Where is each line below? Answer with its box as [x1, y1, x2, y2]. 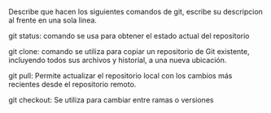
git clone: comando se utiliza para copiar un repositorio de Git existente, [8, 47, 250, 56]
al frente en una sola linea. [8, 15, 98, 25]
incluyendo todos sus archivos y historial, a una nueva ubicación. [8, 56, 227, 65]
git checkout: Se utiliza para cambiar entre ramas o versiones [8, 95, 214, 104]
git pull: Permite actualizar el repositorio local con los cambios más [8, 71, 233, 80]
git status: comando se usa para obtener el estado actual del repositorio [8, 31, 250, 40]
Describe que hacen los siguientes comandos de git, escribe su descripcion [8, 7, 263, 16]
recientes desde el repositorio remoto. [8, 80, 137, 89]
